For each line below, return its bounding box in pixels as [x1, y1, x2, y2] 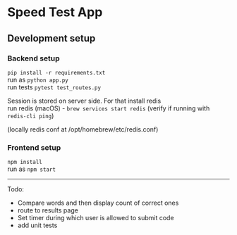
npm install [7, 159, 42, 166]
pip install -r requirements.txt [7, 69, 106, 76]
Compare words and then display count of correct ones [17, 198, 179, 208]
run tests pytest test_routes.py [7, 82, 101, 91]
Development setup [7, 32, 96, 44]
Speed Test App [7, 4, 103, 20]
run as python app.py [7, 75, 69, 84]
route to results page [17, 206, 79, 215]
